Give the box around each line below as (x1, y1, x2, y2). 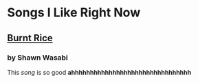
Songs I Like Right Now (7, 5, 141, 21)
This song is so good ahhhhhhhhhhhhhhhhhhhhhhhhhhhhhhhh (7, 68, 192, 76)
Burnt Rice (7, 32, 53, 44)
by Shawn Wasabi (7, 53, 69, 62)
